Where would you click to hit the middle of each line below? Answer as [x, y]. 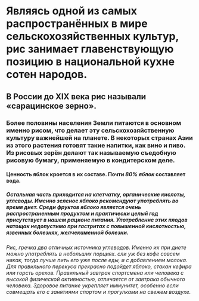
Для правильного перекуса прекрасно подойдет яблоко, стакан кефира [99, 266]
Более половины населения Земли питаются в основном [94, 122]
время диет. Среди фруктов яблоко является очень [74, 207]
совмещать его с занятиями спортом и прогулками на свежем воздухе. [99, 292]
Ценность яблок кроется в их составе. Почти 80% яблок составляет [96, 174]
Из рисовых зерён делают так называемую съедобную [91, 152]
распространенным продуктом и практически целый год [82, 213]
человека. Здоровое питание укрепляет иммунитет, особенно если [92, 285]
